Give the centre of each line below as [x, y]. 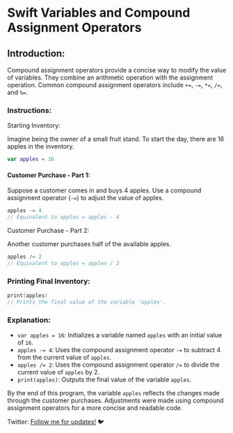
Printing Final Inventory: [49, 281]
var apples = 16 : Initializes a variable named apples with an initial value [120, 335]
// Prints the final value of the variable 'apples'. [87, 302]
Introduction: [36, 53]
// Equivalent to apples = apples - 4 [63, 218]
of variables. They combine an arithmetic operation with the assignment [110, 77]
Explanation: [29, 320]
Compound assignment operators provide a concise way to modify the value [117, 70]
